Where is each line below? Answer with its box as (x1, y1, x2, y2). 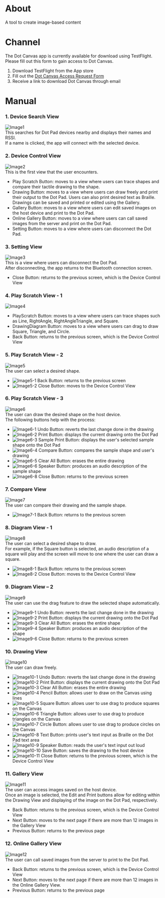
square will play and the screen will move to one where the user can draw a (5, 551, 159, 557)
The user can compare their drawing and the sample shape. (5, 502, 127, 508)
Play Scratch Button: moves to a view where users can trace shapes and (12, 178, 159, 184)
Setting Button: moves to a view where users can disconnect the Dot (12, 226, 152, 232)
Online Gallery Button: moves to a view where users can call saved (12, 215, 148, 221)
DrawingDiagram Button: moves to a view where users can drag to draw (12, 323, 159, 329)
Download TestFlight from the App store (12, 68, 94, 74)
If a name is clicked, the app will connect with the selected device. (5, 140, 140, 146)
